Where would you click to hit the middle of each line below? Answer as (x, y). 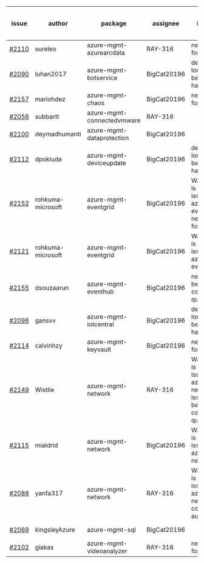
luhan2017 (51, 74)
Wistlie (45, 390)
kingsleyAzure (55, 530)
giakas (44, 547)
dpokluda (48, 159)
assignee (166, 23)
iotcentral (100, 324)
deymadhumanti (58, 134)
